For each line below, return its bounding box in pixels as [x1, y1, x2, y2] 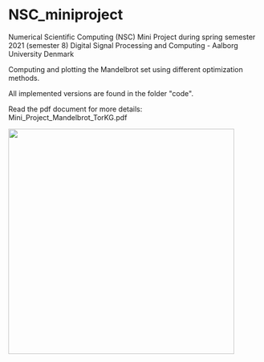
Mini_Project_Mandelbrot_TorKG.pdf [8, 112, 128, 122]
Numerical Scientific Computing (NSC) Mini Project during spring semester [8, 32, 256, 42]
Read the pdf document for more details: [8, 104, 143, 114]
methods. [8, 73, 40, 82]
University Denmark [8, 49, 75, 58]
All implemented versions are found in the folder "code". [8, 88, 194, 98]
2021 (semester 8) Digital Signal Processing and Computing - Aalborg [8, 40, 238, 50]
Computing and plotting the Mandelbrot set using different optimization [8, 64, 243, 74]
